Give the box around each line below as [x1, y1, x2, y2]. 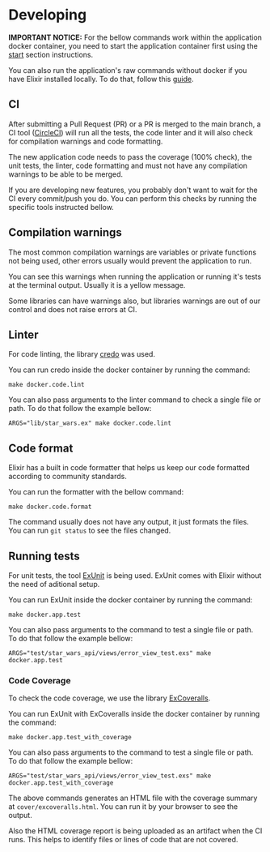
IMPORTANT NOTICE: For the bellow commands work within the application [8, 32, 263, 42]
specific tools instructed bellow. [8, 202, 115, 212]
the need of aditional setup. [8, 580, 100, 589]
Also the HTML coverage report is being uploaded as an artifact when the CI [8, 826, 263, 836]
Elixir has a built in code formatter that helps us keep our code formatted [8, 463, 251, 473]
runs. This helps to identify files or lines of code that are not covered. [8, 835, 238, 845]
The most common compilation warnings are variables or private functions [8, 247, 257, 257]
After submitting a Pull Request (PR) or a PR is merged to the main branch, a [8, 119, 261, 129]
